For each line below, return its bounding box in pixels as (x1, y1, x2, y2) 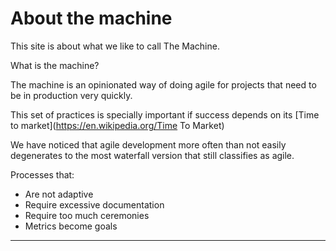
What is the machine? (10, 59, 100, 71)
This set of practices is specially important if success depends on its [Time (10, 108, 320, 121)
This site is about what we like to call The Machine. (10, 40, 220, 52)
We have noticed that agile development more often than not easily (10, 138, 287, 151)
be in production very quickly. (10, 89, 133, 101)
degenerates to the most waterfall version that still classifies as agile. (10, 149, 295, 161)
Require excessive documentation (24, 198, 165, 211)
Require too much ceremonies (24, 209, 150, 221)
